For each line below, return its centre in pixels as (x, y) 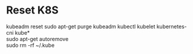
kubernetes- (172, 26)
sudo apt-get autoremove (37, 39)
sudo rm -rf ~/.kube (30, 45)
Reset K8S (32, 10)
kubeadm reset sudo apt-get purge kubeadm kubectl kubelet (81, 26)
